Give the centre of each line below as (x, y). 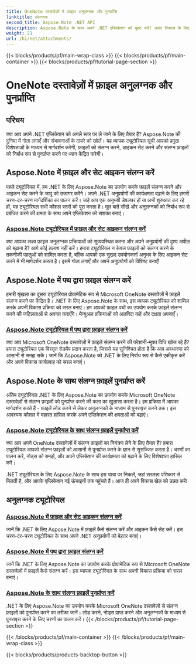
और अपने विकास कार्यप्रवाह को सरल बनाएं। (46, 362)
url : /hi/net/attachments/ (39, 39)
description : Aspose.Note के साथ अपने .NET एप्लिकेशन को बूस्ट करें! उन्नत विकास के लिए (98, 28)
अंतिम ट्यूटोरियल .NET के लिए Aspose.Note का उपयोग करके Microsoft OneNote (91, 395)
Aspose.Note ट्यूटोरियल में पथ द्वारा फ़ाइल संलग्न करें (67, 329)
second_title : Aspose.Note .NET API (51, 22)
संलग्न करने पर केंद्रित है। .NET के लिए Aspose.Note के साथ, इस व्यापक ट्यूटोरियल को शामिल (98, 301)
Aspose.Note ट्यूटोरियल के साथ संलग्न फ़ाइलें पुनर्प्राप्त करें (72, 430)
